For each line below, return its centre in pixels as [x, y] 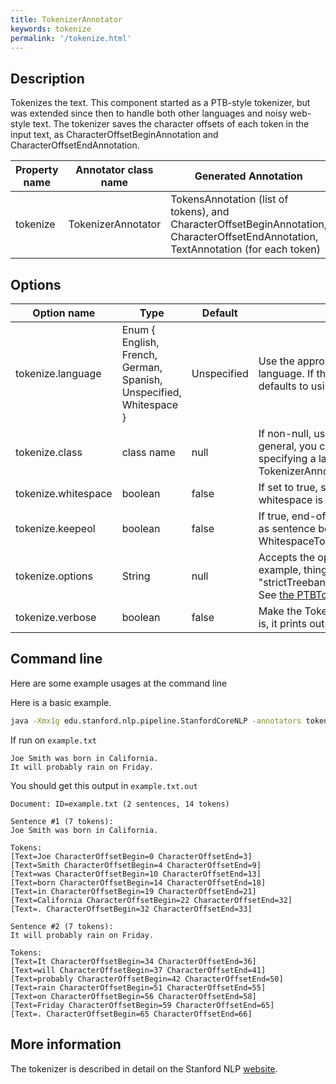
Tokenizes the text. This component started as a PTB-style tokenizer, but [160, 103]
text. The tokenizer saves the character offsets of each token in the [171, 124]
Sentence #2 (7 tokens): [62, 926]
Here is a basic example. [61, 702]
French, [139, 354]
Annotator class [114, 170]
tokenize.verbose [56, 617]
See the [276, 594]
